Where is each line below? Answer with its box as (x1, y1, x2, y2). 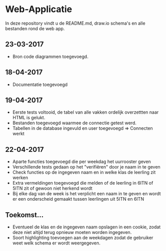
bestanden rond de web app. (5, 25, 65, 31)
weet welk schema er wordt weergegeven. (12, 240, 101, 246)
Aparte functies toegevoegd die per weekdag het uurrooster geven (12, 158, 151, 164)
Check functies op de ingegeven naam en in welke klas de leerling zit (12, 170, 156, 176)
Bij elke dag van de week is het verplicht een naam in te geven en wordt (12, 191, 161, 197)
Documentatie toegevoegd (12, 81, 68, 88)
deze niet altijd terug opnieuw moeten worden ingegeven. (12, 229, 132, 235)
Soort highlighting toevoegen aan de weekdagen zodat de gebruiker (12, 235, 153, 240)
